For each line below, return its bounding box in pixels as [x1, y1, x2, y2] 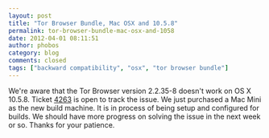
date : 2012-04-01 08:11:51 [8, 34, 99, 43]
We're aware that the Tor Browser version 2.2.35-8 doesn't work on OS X [8, 86, 252, 95]
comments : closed [8, 57, 67, 65]
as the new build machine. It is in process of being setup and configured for [8, 103, 259, 112]
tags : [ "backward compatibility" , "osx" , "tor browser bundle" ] [8, 64, 229, 72]
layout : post [8, 11, 52, 20]
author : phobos [8, 42, 60, 50]
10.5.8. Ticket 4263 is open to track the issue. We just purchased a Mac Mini [8, 94, 262, 104]
